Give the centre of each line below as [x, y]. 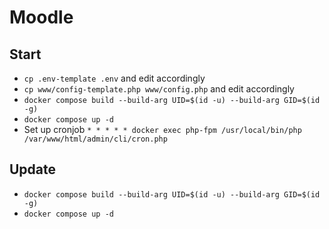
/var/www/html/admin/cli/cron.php [95, 139]
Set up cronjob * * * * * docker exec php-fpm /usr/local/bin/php [162, 129]
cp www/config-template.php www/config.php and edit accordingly [159, 89]
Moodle [41, 17]
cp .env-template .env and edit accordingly [114, 78]
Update [33, 169]
